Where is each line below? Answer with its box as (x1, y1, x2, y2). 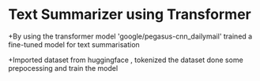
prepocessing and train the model (8, 63, 119, 72)
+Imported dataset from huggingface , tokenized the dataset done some (8, 55, 243, 64)
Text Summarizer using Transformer (8, 6, 251, 24)
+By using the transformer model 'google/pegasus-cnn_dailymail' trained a (8, 31, 253, 41)
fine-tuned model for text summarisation (8, 39, 140, 49)
